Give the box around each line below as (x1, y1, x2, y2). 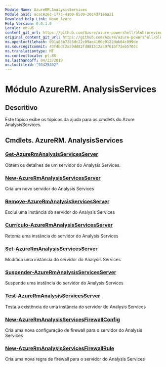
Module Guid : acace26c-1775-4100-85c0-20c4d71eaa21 (5, 12, 114, 17)
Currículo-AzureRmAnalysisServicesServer (5, 222, 113, 229)
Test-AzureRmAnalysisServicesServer (5, 292, 100, 299)
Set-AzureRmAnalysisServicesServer (5, 245, 98, 252)
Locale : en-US (5, 26, 35, 31)
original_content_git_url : (5, 35, 61, 40)
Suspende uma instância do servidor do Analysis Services (5, 280, 124, 286)
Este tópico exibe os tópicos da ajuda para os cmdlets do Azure (5, 117, 135, 123)
